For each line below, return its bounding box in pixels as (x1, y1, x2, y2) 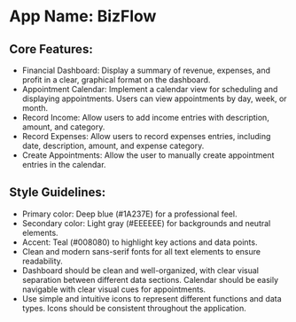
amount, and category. (21, 122, 105, 132)
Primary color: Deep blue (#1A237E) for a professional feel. (21, 208, 238, 219)
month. (21, 103, 49, 113)
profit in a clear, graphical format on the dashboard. (21, 75, 211, 85)
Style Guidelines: (9, 185, 106, 200)
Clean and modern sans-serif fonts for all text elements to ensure (21, 246, 261, 256)
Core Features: (9, 42, 93, 57)
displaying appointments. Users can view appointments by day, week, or (21, 93, 287, 104)
